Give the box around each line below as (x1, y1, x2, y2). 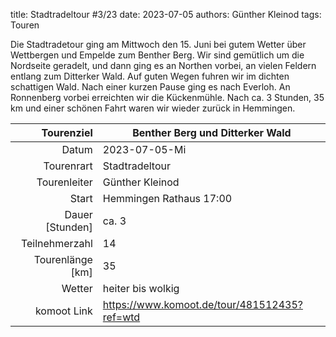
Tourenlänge (33, 253, 93, 266)
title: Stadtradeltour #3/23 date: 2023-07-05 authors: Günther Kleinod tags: (10, 9, 322, 20)
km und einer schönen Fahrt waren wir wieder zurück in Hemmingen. (10, 102, 296, 114)
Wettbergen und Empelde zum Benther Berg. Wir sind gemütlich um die (10, 49, 305, 61)
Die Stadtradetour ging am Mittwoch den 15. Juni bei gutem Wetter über (10, 39, 307, 50)
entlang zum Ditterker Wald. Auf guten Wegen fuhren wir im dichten (10, 70, 290, 82)
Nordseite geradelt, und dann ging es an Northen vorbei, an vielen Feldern (10, 60, 317, 71)
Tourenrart (43, 159, 93, 173)
